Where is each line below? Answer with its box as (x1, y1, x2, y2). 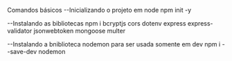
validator (7, 27, 33, 35)
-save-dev (7, 48, 37, 55)
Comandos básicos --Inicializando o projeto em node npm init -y (7, 6, 192, 14)
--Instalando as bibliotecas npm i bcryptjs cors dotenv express (7, 19, 186, 27)
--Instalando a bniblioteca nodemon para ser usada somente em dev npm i (7, 40, 221, 48)
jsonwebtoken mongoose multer (33, 27, 126, 35)
